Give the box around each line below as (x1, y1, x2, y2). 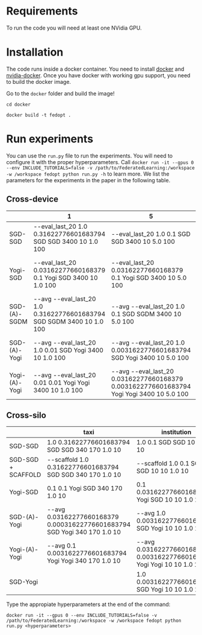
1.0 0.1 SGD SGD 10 (136, 438, 195, 447)
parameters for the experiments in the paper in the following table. (6, 176, 171, 183)
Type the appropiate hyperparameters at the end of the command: (6, 601, 171, 608)
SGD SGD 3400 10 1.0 (33, 237, 99, 246)
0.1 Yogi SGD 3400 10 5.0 (111, 273, 187, 282)
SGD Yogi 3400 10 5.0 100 (111, 353, 189, 362)
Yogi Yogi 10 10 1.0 (136, 560, 194, 569)
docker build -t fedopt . (6, 112, 71, 118)
